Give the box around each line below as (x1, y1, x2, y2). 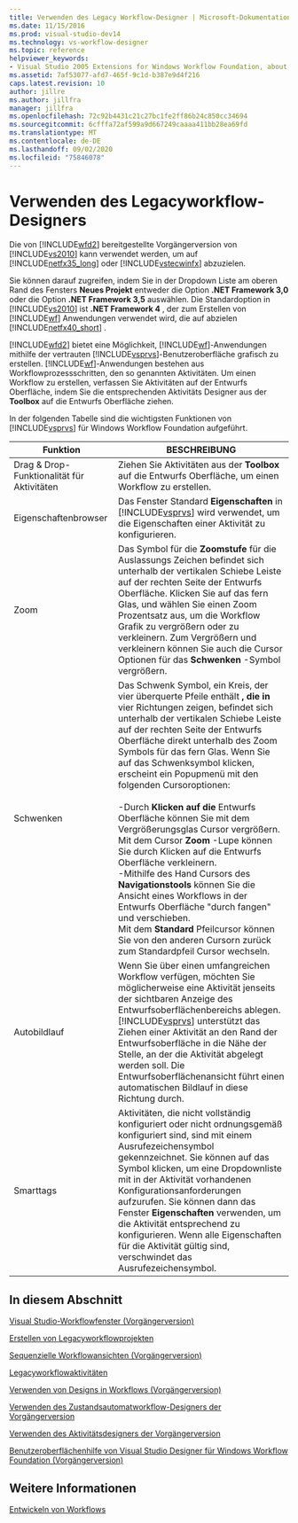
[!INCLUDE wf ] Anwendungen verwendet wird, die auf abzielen (9, 313, 238, 324)
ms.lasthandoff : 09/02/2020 (9, 144, 114, 153)
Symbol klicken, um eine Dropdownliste (118, 1162, 282, 1175)
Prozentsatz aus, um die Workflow (118, 609, 261, 621)
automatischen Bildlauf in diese (118, 1082, 248, 1094)
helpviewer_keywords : (9, 54, 90, 63)
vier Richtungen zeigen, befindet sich (118, 701, 273, 714)
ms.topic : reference (9, 46, 86, 55)
